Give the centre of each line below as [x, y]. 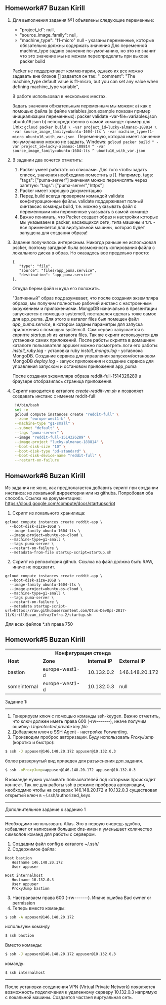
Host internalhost [24, 875]
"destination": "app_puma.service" [56, 275]
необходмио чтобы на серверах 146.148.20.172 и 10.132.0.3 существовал [81, 790]
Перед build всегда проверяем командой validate [72, 196]
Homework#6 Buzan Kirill [45, 476]
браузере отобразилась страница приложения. [62, 381]
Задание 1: [16, 702]
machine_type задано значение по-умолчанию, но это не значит [88, 50]
